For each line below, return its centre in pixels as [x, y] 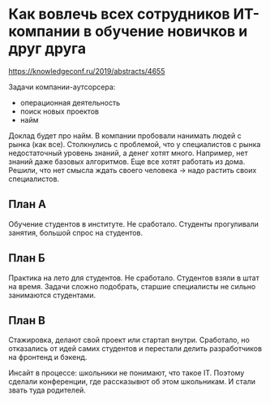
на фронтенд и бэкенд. [48, 357]
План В [27, 321]
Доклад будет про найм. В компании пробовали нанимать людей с [125, 136]
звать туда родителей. [47, 390]
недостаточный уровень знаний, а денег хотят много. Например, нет [129, 153]
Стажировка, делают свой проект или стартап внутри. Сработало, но [129, 340]
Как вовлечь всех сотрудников [119, 14]
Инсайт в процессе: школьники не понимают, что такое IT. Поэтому [126, 373]
